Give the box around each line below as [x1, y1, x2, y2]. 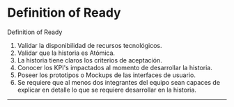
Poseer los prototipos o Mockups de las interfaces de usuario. [17, 71, 196, 79]
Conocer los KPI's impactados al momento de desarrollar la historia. [17, 63, 212, 72]
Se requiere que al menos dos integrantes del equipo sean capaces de [17, 78, 221, 86]
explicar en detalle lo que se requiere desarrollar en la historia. [17, 85, 197, 94]
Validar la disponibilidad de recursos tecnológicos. [17, 41, 162, 49]
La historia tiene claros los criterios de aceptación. [17, 56, 162, 64]
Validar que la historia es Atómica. [17, 49, 116, 57]
